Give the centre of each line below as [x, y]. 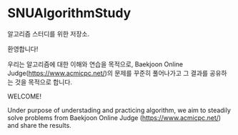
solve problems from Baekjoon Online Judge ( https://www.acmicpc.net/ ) [114, 117]
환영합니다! [23, 49]
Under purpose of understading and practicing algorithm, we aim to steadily [119, 110]
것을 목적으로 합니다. [44, 82]
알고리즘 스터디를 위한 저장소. [49, 34]
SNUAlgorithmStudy [69, 13]
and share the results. [39, 125]
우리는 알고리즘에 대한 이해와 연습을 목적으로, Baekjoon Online [95, 64]
